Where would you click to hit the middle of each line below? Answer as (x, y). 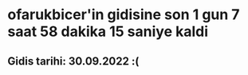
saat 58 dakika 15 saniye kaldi (108, 32)
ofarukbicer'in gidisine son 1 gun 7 (124, 15)
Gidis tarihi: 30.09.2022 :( (73, 61)
